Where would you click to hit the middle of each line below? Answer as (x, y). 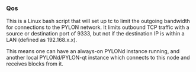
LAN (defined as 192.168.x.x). (42, 40)
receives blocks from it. (35, 64)
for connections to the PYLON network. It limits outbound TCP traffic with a (98, 27)
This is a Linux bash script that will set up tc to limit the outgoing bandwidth (98, 21)
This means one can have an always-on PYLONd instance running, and (93, 51)
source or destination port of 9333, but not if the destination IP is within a (95, 34)
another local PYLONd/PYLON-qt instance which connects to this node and (98, 58)
